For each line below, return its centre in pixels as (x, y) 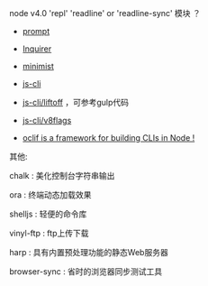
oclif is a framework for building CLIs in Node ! (109, 138)
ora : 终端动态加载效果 (50, 195)
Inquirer (37, 49)
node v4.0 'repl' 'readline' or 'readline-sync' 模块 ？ (105, 13)
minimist (38, 66)
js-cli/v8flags (47, 120)
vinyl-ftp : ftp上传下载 (49, 233)
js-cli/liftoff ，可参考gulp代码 (75, 102)
